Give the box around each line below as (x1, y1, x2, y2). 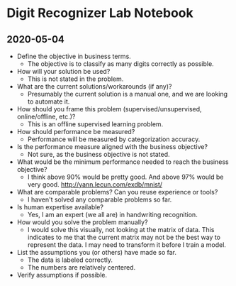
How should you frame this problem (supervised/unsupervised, (16, 105, 203, 113)
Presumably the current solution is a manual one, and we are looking (27, 90, 228, 98)
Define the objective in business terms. (16, 52, 132, 60)
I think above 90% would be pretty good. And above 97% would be (27, 172, 224, 181)
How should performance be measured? (16, 128, 135, 136)
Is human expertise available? (16, 203, 104, 211)
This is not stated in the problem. (27, 75, 124, 83)
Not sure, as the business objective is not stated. (27, 150, 171, 158)
